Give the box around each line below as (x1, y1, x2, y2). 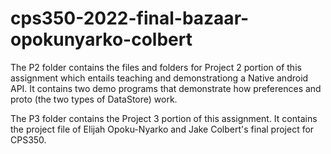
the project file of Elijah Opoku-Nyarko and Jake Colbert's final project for (10, 123, 315, 135)
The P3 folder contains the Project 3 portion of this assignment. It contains (10, 112, 318, 124)
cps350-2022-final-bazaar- (10, 7, 250, 30)
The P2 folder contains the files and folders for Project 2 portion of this (10, 61, 302, 73)
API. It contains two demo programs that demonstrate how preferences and (10, 82, 322, 94)
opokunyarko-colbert (10, 28, 193, 51)
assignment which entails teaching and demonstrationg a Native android (10, 72, 309, 84)
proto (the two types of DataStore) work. (10, 93, 178, 105)
